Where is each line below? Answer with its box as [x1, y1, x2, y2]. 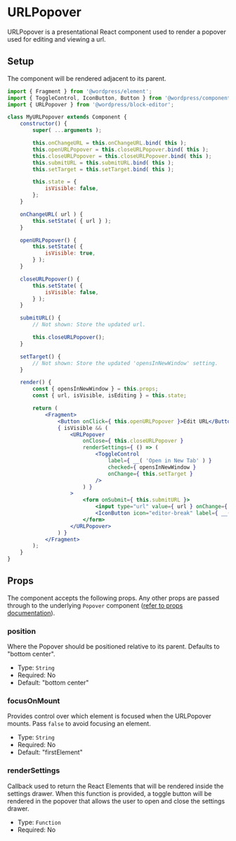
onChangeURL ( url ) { [20, 211, 83, 218]
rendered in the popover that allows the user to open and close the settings [7, 797, 225, 805]
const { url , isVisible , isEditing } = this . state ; [32, 392, 188, 399]
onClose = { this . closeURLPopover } [82, 438, 184, 445]
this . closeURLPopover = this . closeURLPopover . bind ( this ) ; [32, 152, 212, 159]
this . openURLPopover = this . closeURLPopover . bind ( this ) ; [32, 146, 209, 153]
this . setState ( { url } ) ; [32, 217, 112, 224]
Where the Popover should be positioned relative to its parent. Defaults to [7, 642, 220, 651]
